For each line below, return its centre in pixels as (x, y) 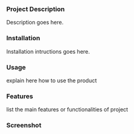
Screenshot (24, 125)
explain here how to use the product (52, 80)
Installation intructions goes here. (48, 51)
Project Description (36, 9)
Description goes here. (35, 23)
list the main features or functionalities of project (67, 110)
